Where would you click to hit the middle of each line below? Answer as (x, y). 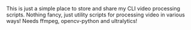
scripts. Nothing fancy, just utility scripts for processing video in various (96, 15)
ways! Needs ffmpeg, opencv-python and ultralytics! (72, 21)
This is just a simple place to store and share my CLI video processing (93, 9)
